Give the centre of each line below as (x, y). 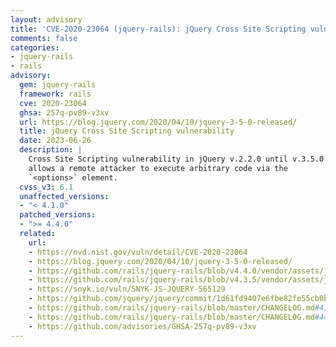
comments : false (44, 38)
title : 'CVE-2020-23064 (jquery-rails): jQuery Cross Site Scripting (158, 29)
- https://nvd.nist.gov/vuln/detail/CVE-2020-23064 (138, 252)
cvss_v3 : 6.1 (46, 187)
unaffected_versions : (64, 196)
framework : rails (55, 94)
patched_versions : (58, 215)
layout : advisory (46, 19)
